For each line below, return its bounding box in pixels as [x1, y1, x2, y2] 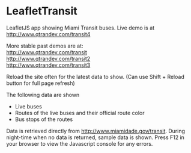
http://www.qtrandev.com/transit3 [6, 61, 91, 69]
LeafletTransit [6, 4, 78, 18]
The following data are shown [6, 91, 80, 98]
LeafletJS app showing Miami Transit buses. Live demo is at [6, 24, 155, 31]
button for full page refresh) [6, 80, 75, 87]
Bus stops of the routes [14, 116, 73, 123]
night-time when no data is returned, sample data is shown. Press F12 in [6, 134, 185, 141]
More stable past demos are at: [6, 42, 83, 49]
